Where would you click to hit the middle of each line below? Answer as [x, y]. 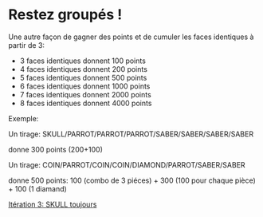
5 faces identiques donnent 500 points [83, 77]
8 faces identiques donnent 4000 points [86, 103]
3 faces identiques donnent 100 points [82, 61]
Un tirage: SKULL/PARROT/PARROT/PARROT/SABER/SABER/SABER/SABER [131, 134]
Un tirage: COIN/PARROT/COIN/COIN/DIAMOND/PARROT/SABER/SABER [127, 164]
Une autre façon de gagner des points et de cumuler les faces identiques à [131, 37]
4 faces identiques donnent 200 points [83, 69]
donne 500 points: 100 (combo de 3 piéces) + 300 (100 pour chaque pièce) [132, 180]
